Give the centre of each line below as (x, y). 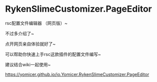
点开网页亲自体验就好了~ (30, 44)
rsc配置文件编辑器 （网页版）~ (36, 23)
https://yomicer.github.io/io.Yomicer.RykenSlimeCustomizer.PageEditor (77, 74)
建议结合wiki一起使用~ (28, 64)
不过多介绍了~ (20, 33)
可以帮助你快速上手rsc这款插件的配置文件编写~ (53, 54)
